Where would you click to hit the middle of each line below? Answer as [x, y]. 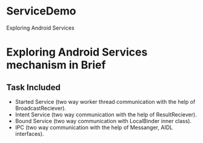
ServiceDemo [42, 11]
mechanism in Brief [56, 65]
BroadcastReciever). [41, 108]
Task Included [33, 87]
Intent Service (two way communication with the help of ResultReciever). [106, 114]
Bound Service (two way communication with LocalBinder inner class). [103, 121]
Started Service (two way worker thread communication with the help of [105, 101]
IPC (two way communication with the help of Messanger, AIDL [94, 127]
